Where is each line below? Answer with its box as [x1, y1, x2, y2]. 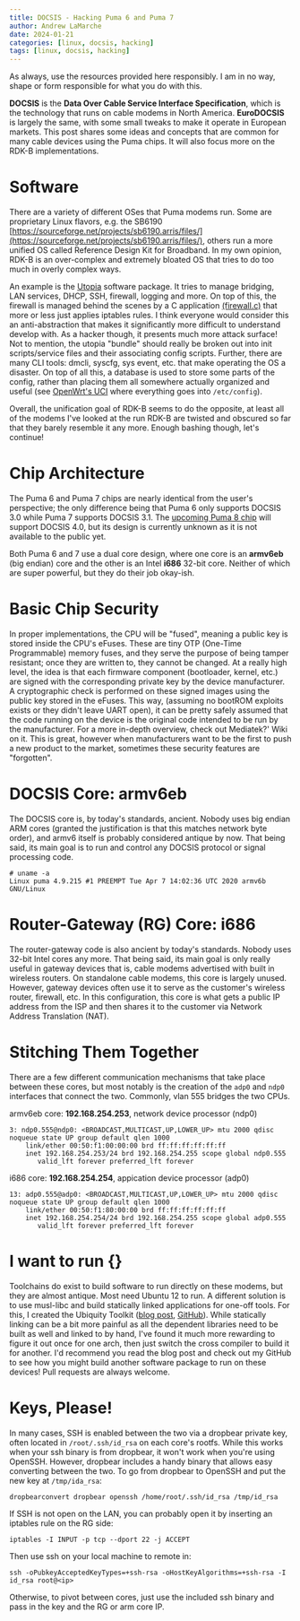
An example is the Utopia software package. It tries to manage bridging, [9, 282, 275, 292]
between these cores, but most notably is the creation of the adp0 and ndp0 [9, 1081, 285, 1092]
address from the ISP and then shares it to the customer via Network [9, 1001, 262, 1011]
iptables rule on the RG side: [9, 1517, 114, 1529]
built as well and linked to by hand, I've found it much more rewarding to [9, 1328, 276, 1339]
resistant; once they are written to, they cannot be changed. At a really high [9, 656, 288, 668]
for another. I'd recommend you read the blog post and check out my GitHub [9, 1347, 292, 1358]
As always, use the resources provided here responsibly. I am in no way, [9, 71, 276, 82]
